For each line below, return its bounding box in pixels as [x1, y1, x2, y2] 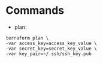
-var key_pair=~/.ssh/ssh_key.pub [5, 50, 92, 57]
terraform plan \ [5, 35, 49, 41]
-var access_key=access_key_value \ [5, 40, 97, 46]
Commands [5, 4, 65, 17]
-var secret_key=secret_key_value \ [5, 46, 97, 52]
